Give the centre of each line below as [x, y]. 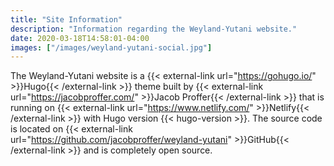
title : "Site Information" [66, 19]
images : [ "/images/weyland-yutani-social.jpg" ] [111, 47]
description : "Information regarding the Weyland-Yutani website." [154, 29]
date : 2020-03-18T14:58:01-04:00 [80, 38]
